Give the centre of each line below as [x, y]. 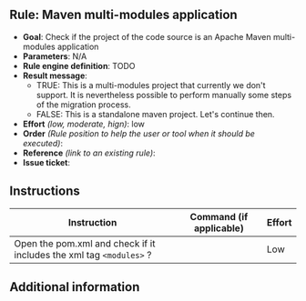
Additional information [75, 287]
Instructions [45, 191]
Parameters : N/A [55, 56]
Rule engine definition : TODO [79, 65]
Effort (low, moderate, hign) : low [84, 124]
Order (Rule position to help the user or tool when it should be [138, 133]
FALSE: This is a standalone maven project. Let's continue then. [155, 114]
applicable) [219, 228]
